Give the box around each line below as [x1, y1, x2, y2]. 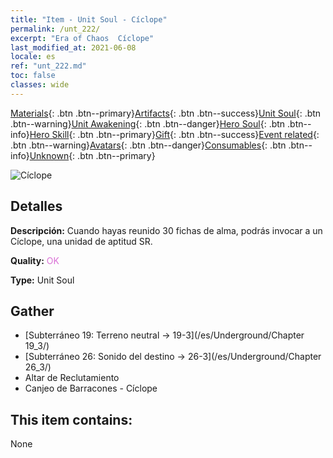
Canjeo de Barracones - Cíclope [24, 382, 158, 395]
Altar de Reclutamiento [24, 372, 120, 384]
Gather [10, 302, 55, 320]
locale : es [10, 52, 56, 62]
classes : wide [10, 80, 70, 90]
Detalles [10, 198, 63, 215]
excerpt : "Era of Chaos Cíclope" [10, 33, 155, 43]
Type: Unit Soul [10, 274, 75, 286]
